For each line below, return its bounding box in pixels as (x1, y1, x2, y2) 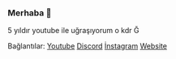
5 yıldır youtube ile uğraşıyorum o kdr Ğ (7, 26, 140, 36)
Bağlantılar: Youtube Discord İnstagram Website (7, 41, 168, 51)
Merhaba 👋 (7, 7, 52, 19)
